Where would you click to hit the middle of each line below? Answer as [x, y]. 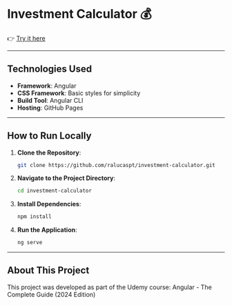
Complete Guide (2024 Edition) [51, 294]
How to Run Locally [49, 136]
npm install [34, 217]
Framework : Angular [47, 86]
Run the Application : [47, 230]
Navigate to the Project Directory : [66, 178]
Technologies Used [49, 69]
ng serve [30, 243]
